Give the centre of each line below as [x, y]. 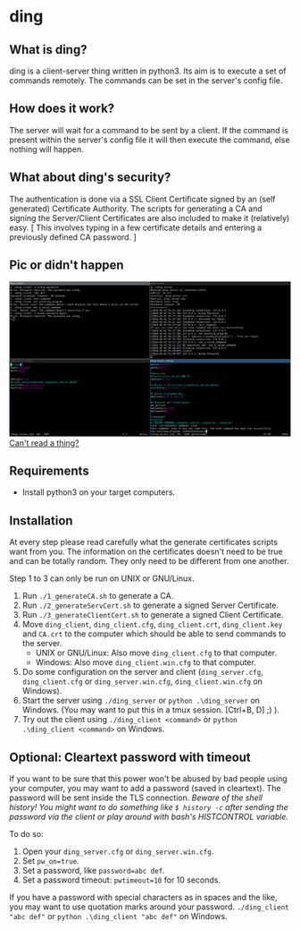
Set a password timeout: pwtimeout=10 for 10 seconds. [121, 880]
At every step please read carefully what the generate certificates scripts [144, 542]
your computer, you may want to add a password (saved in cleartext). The [145, 788]
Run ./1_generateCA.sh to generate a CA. [98, 596]
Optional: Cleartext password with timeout [130, 757]
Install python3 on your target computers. [99, 492]
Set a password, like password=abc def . [93, 870]
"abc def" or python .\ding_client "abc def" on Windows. [118, 916]
